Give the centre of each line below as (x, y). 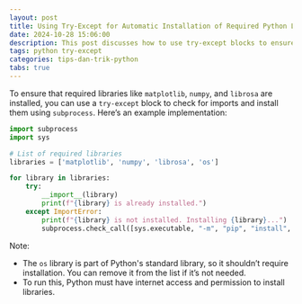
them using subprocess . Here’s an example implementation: (118, 112)
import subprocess (44, 129)
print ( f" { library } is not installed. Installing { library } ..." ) (164, 220)
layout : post (34, 18)
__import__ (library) (80, 195)
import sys (30, 137)
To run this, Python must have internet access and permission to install (153, 282)
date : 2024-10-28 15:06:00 (60, 34)
